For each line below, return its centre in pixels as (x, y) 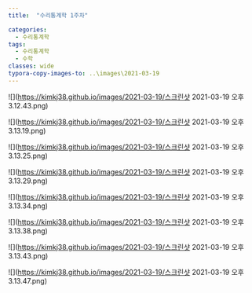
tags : (17, 44)
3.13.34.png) (28, 206)
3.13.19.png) (27, 130)
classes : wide (31, 66)
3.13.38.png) (28, 231)
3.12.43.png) (28, 105)
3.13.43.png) (28, 255)
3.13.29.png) (28, 181)
